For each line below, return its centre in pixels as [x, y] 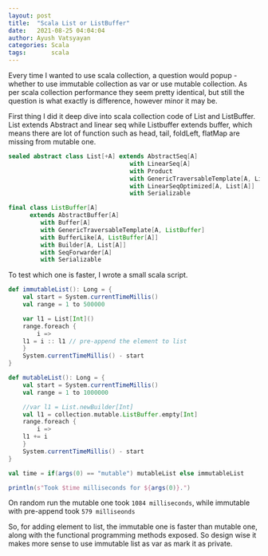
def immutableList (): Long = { [60, 290]
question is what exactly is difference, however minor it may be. [113, 101]
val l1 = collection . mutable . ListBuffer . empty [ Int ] [110, 414]
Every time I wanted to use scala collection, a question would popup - [123, 75]
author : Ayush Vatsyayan [49, 38]
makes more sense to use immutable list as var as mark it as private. [120, 544]
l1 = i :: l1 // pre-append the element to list [105, 341]
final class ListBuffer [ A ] [53, 208]
